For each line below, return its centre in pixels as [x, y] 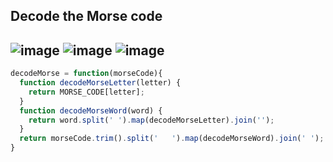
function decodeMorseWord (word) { [91, 110]
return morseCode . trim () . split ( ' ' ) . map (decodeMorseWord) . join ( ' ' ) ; [172, 139]
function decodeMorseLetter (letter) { [100, 83]
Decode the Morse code [86, 16]
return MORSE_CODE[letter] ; [86, 92]
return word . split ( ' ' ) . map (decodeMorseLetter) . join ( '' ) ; [151, 120]
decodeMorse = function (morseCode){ [86, 74]
